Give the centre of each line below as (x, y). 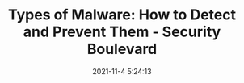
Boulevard (122, 49)
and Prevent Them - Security (122, 32)
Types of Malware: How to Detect (122, 15)
